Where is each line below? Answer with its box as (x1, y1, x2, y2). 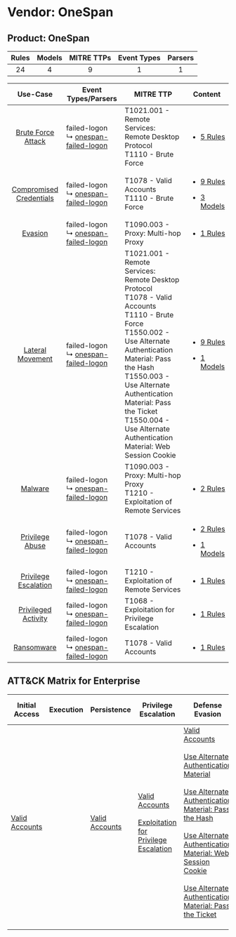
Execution (48, 705, 84, 715)
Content (192, 89, 221, 99)
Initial (17, 700, 37, 710)
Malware (20, 484, 50, 493)
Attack (24, 136, 46, 146)
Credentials (16, 194, 54, 203)
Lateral (23, 345, 47, 354)
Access (13, 709, 40, 719)
